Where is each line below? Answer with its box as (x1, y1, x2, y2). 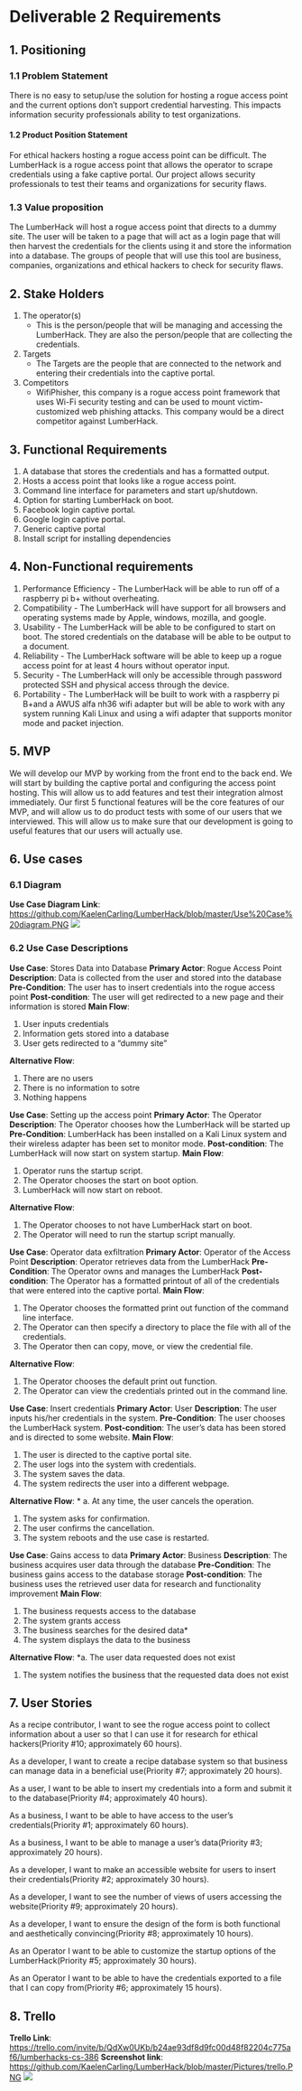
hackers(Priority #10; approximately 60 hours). (9, 1739, 182, 1750)
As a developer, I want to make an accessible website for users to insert (9, 1864, 277, 1875)
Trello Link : (9, 2032, 52, 2043)
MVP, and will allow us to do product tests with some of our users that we (9, 806, 282, 817)
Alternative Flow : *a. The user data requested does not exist (9, 1651, 236, 1663)
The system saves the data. (22, 1468, 125, 1479)
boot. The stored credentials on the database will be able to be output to (22, 630, 291, 642)
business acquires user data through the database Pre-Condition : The (9, 1559, 271, 1570)
